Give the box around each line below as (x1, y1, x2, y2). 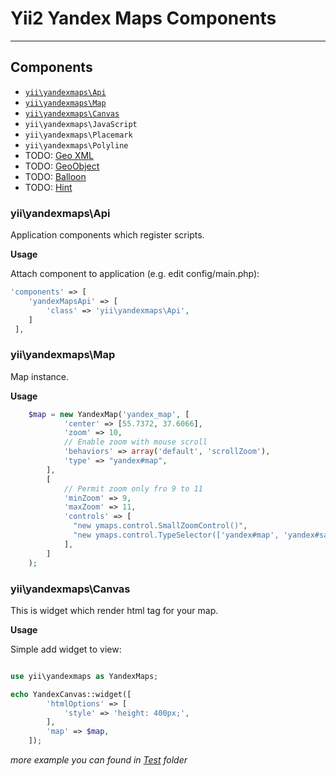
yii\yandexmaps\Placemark (24, 130, 133, 140)
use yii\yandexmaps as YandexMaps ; (10, 671, 159, 681)
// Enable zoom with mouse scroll (63, 437, 208, 447)
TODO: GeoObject (24, 160, 100, 172)
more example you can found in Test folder (10, 754, 188, 766)
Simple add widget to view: (10, 643, 122, 655)
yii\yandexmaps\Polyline (24, 140, 129, 151)
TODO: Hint (24, 181, 73, 193)
